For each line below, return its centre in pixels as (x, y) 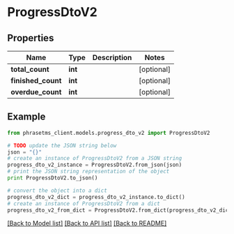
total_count (30, 69)
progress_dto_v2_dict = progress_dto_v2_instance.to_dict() (96, 197)
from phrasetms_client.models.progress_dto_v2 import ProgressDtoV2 (109, 133)
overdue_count (36, 92)
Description (112, 58)
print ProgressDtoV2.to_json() (53, 178)
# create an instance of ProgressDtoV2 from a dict (84, 203)
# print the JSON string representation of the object (88, 172)
